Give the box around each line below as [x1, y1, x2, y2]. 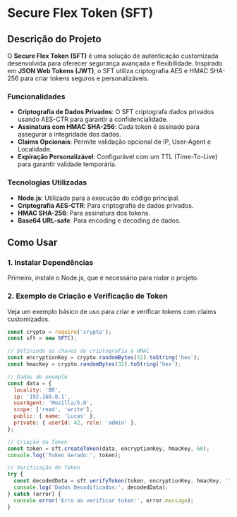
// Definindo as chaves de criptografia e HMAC [7, 347, 150, 355]
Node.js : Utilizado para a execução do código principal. [17, 194, 180, 202]
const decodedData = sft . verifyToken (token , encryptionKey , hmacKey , [13, 478, 222, 485]
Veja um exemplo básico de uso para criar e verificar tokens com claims [7, 307, 217, 316]
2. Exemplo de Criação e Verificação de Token [7, 291, 168, 301]
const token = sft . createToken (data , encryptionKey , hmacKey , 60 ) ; [7, 445, 210, 452]
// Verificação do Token [7, 464, 80, 471]
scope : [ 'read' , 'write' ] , [13, 406, 93, 413]
